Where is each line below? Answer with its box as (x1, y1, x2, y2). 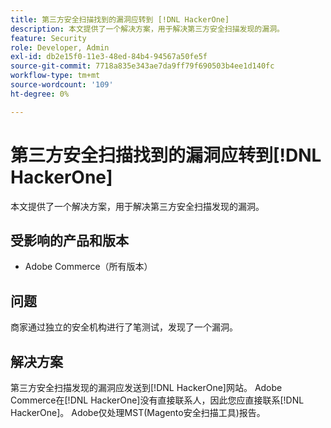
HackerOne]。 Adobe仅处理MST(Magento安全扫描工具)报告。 (10, 407, 266, 418)
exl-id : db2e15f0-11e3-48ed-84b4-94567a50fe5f (10, 52, 208, 62)
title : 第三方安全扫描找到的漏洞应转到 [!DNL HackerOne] (10, 14, 230, 25)
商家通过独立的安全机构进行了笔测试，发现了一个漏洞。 (10, 321, 238, 333)
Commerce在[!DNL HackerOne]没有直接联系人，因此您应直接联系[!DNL (10, 394, 305, 406)
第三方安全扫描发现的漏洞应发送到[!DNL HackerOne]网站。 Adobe (10, 382, 283, 393)
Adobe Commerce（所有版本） (24, 261, 153, 273)
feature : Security (10, 33, 87, 43)
